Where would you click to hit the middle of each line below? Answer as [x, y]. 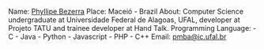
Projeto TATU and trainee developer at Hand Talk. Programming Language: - [132, 28]
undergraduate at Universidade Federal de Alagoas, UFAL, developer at [124, 20]
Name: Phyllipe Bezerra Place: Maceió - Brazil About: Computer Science [126, 11]
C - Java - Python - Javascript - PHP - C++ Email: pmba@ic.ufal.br [117, 36]
